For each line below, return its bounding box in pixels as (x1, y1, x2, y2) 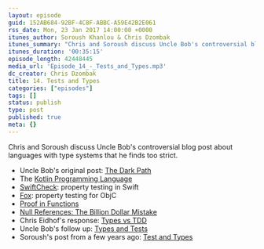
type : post (8, 106, 44, 114)
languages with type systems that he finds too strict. (8, 150, 178, 160)
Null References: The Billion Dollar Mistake (19, 207, 157, 216)
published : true (8, 114, 61, 121)
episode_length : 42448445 (8, 56, 93, 63)
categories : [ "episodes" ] (8, 84, 93, 92)
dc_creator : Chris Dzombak (8, 70, 97, 78)
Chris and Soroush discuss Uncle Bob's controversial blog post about (8, 142, 233, 151)
